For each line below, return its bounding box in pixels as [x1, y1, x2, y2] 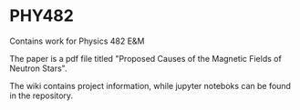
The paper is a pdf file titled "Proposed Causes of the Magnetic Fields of [9, 53, 283, 64]
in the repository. [9, 90, 74, 101]
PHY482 [9, 5, 75, 26]
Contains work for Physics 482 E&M [9, 35, 145, 46]
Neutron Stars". [9, 63, 67, 74]
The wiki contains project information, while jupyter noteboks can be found [9, 80, 292, 91]
